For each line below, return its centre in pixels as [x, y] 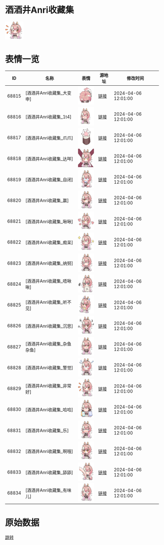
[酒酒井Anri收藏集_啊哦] [49, 451]
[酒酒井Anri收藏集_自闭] [49, 180]
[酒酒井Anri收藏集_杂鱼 [48, 344]
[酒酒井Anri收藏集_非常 [48, 386]
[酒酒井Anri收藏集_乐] [47, 431]
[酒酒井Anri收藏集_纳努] [49, 263]
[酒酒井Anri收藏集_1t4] [48, 117]
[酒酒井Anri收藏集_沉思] [49, 326]
